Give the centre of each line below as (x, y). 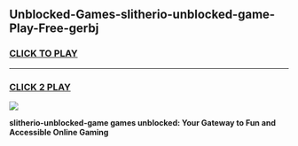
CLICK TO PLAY (43, 54)
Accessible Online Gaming (59, 132)
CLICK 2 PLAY (40, 87)
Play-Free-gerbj (54, 29)
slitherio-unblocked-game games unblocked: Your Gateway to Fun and (143, 122)
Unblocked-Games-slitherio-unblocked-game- (142, 15)
